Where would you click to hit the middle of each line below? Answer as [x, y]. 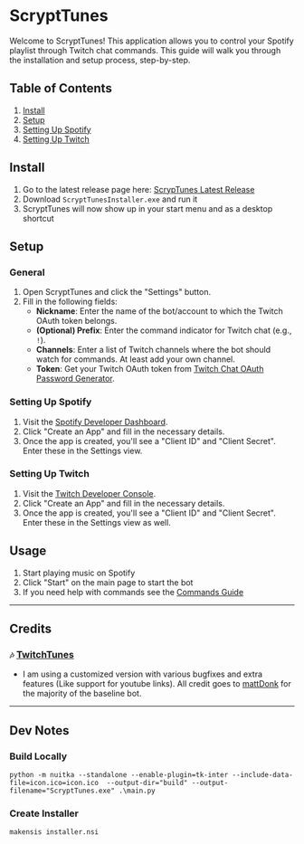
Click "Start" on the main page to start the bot [108, 582]
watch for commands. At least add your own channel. [135, 359]
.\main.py [137, 791]
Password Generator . [75, 379]
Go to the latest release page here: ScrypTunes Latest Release [138, 189]
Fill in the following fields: [70, 302]
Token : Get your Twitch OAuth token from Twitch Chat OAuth [150, 369]
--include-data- [263, 775]
